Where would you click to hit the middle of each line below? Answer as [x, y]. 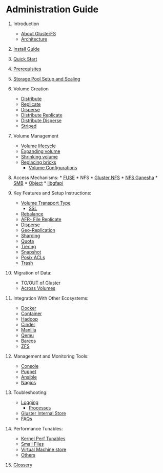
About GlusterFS [38, 33]
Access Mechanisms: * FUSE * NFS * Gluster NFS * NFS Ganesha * [85, 178]
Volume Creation [31, 89]
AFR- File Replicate [41, 219]
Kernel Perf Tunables [43, 438]
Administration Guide [52, 9]
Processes [40, 408]
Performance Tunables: [38, 428]
